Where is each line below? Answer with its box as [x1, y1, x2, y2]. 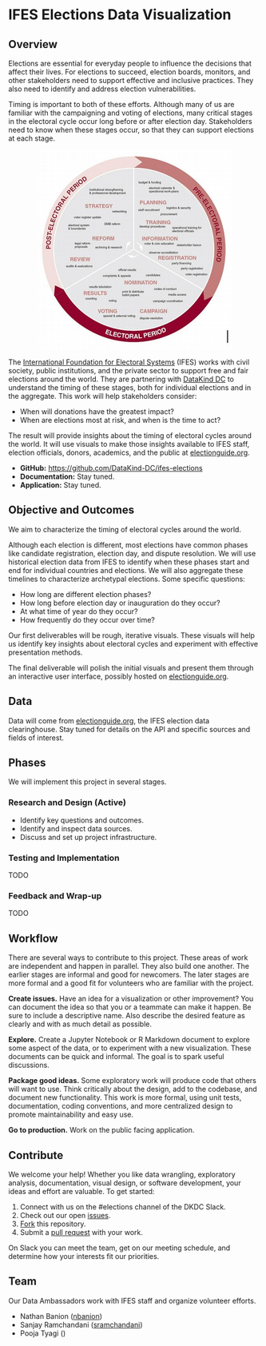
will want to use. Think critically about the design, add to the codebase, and [8, 1085, 257, 1094]
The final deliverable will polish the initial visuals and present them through [8, 663, 254, 672]
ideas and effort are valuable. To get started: [8, 1186, 155, 1196]
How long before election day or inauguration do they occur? [19, 598, 221, 607]
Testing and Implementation [8, 852, 120, 863]
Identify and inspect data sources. [19, 823, 133, 833]
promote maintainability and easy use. [8, 1109, 134, 1120]
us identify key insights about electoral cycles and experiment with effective [8, 639, 258, 648]
